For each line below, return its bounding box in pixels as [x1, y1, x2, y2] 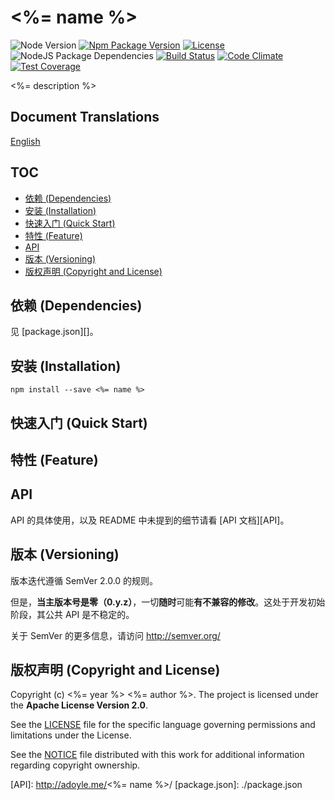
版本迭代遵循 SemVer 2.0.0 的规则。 [10, 574, 159, 586]
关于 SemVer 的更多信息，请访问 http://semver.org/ [10, 629, 221, 641]
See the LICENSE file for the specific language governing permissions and [10, 719, 316, 731]
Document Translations [10, 109, 160, 126]
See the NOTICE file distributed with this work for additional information [10, 749, 305, 761]
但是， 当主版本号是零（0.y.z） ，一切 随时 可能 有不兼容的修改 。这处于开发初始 [10, 596, 326, 608]
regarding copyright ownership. [10, 759, 141, 771]
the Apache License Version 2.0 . [10, 699, 149, 711]
